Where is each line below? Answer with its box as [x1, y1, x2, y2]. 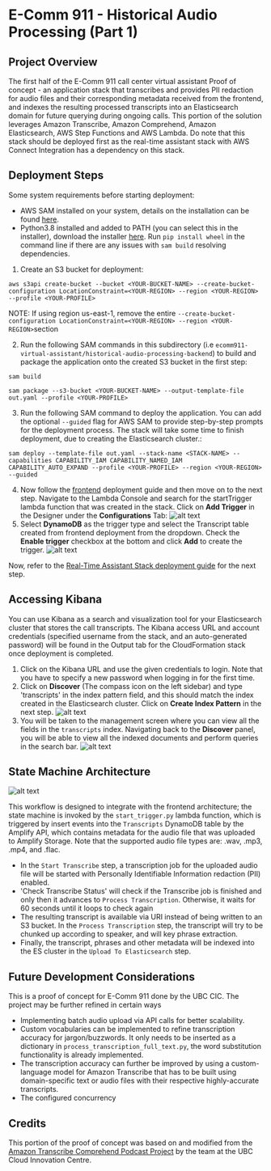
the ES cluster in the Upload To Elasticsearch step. [19, 946, 192, 956]
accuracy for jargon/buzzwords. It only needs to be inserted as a [19, 1033, 236, 1042]
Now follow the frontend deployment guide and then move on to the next [19, 484, 263, 494]
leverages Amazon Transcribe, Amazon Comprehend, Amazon [8, 120, 217, 129]
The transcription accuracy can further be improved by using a [19, 1059, 230, 1068]
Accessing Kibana [8, 593, 103, 607]
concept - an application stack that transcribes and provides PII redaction [8, 85, 254, 95]
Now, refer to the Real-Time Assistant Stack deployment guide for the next [8, 560, 256, 570]
